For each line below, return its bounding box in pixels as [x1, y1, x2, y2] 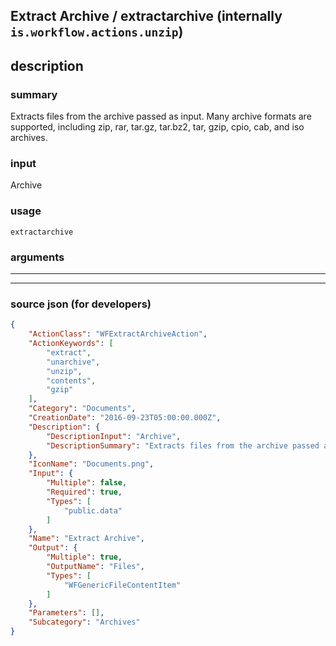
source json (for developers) [10, 297, 152, 311]
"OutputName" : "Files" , [46, 562, 145, 572]
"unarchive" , [46, 357, 101, 367]
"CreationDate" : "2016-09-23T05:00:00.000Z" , [28, 413, 222, 423]
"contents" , [46, 375, 97, 386]
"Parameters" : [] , [28, 608, 105, 618]
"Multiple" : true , [46, 552, 123, 563]
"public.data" [63, 505, 123, 516]
